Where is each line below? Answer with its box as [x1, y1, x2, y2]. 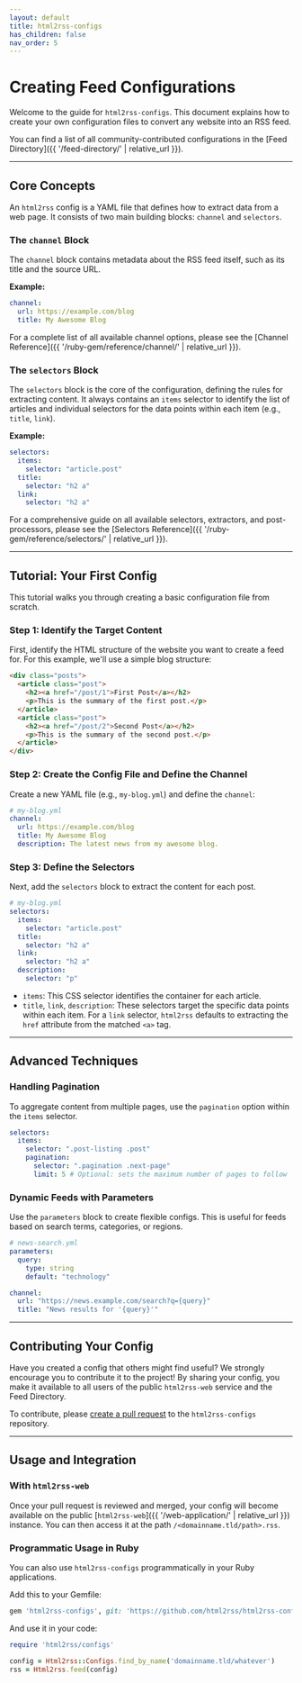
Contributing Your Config [9, 1338, 155, 1353]
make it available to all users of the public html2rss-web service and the [9, 1381, 272, 1392]
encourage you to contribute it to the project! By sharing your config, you [9, 1371, 280, 1382]
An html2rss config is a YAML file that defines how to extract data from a [9, 202, 279, 213]
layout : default [9, 13, 70, 23]
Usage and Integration [9, 1452, 137, 1468]
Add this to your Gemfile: [9, 1588, 102, 1599]
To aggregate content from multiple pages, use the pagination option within [9, 1100, 290, 1112]
